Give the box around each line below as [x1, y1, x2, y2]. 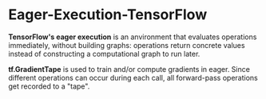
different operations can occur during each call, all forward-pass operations [8, 73, 258, 82]
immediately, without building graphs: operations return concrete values [8, 40, 245, 49]
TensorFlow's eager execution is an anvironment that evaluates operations [8, 32, 257, 42]
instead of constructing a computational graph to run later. [8, 49, 200, 58]
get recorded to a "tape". [8, 81, 90, 91]
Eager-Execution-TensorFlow [8, 6, 208, 24]
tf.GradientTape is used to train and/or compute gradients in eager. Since [8, 64, 250, 73]
